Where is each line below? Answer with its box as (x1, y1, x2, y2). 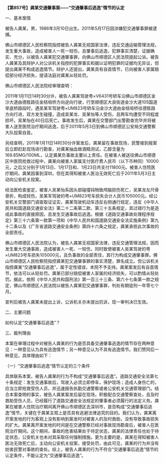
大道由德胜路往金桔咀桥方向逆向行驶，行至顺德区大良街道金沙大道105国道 (9, 99, 158, 105)
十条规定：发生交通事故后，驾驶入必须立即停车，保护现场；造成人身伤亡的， (5, 380, 159, 385)
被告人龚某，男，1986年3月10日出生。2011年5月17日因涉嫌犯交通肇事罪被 (5, 25, 153, 31)
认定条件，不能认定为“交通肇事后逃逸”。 (5, 453, 86, 458)
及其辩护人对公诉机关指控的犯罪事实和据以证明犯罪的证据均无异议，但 (18, 60, 159, 66)
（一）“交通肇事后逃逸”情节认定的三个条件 (5, 363, 90, 368)
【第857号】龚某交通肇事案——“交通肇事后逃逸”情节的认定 (5, 5, 124, 10)
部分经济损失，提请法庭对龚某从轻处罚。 (9, 73, 91, 78)
